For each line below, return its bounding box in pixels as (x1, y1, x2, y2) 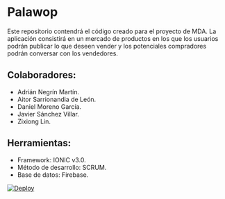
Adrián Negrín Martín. (17, 87, 80, 96)
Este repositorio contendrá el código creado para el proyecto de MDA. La (7, 27, 217, 35)
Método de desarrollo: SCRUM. (17, 163, 107, 171)
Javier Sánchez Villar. (17, 110, 80, 118)
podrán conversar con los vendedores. (7, 49, 118, 58)
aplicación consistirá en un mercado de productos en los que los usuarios (7, 34, 219, 42)
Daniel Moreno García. (17, 102, 82, 111)
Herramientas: (7, 137, 72, 149)
